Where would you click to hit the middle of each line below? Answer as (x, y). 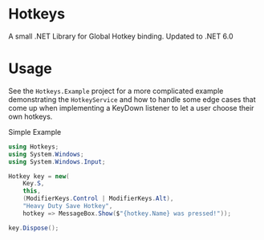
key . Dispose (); (34, 228)
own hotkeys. (30, 116)
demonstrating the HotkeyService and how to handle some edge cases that (132, 99)
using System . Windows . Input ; (57, 161)
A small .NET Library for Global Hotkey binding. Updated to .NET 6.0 (121, 36)
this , (32, 191)
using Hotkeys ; (34, 146)
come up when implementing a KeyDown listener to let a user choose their (131, 108)
